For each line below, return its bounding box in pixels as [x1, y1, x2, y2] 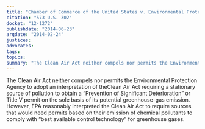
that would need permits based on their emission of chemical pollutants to [6, 109, 193, 116]
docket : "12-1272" [6, 20, 53, 26]
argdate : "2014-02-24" [6, 32, 64, 38]
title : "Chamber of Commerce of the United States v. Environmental [6, 9, 184, 15]
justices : [6, 37, 32, 43]
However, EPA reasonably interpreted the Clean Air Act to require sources [6, 102, 192, 110]
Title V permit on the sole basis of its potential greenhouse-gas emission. [6, 96, 190, 103]
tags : [6, 49, 20, 55]
